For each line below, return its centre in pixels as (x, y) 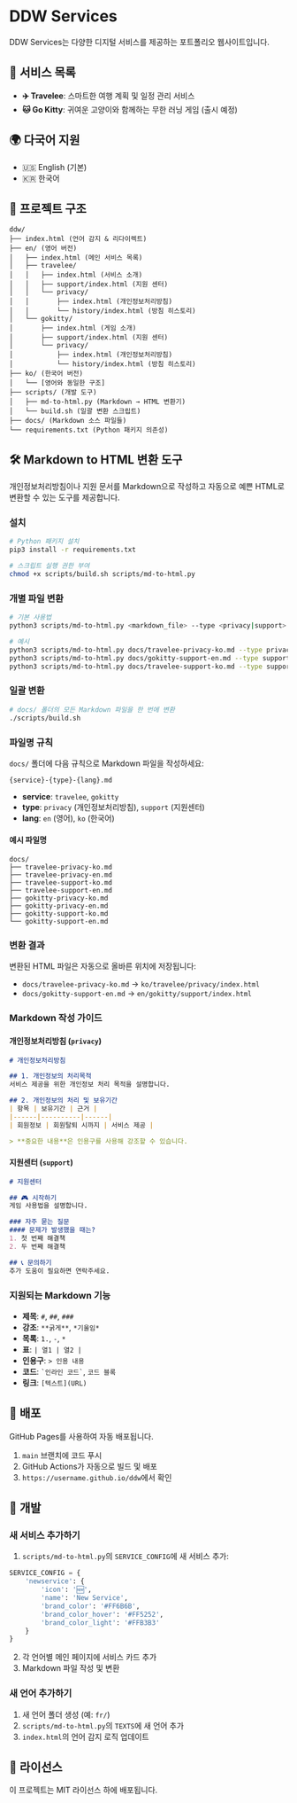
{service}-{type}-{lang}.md (61, 780)
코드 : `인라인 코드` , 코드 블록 (69, 1371)
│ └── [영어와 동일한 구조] (57, 383)
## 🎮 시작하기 (33, 1198)
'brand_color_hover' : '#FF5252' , (103, 1614)
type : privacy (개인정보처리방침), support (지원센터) (113, 807)
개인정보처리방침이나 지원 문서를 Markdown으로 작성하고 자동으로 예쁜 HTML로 (147, 487)
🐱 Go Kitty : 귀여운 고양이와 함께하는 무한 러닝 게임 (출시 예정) (130, 109)
